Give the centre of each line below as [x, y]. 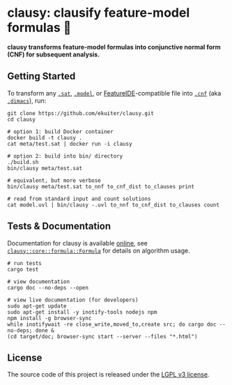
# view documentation [39, 281]
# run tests [24, 263]
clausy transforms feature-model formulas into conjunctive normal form [114, 47]
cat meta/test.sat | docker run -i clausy [70, 144]
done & [45, 330]
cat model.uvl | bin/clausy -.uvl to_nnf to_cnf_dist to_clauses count [113, 205]
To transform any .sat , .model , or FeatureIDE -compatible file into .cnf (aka [114, 93]
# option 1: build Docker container [60, 131]
